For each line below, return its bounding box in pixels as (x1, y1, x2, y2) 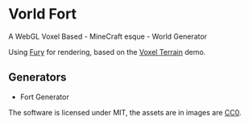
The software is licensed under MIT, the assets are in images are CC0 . (8, 107, 242, 117)
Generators (8, 70, 67, 85)
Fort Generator (19, 92, 70, 102)
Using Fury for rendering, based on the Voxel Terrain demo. (8, 47, 206, 56)
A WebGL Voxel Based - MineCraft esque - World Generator (8, 31, 208, 41)
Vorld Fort (8, 5, 77, 23)
